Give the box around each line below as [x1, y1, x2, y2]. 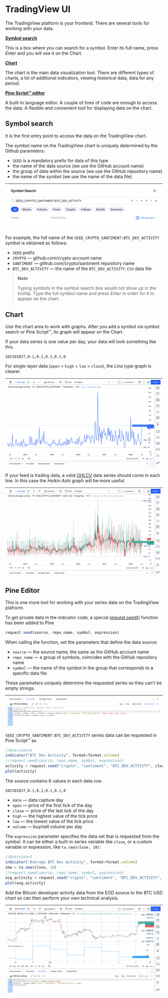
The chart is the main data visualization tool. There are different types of [5, 69, 154, 76]
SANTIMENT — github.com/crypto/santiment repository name [12, 261, 135, 267]
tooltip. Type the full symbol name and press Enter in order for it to [17, 291, 154, 297]
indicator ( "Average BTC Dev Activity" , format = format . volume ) [5, 859, 137, 865]
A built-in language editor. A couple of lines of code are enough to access [5, 99, 157, 106]
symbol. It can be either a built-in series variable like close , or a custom [5, 838, 152, 845]
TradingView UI [5, 4, 71, 15]
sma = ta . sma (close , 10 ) [5, 865, 57, 870]
